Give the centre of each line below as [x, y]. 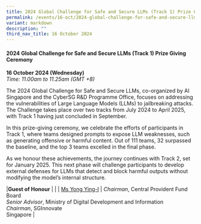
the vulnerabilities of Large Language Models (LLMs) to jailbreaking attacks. [100, 104]
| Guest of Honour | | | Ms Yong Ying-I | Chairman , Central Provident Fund [97, 189]
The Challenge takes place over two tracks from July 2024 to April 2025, [96, 110]
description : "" [26, 28]
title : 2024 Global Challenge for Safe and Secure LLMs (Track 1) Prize [99, 12]
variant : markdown [29, 23]
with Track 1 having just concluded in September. [67, 116]
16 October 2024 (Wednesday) [45, 73]
